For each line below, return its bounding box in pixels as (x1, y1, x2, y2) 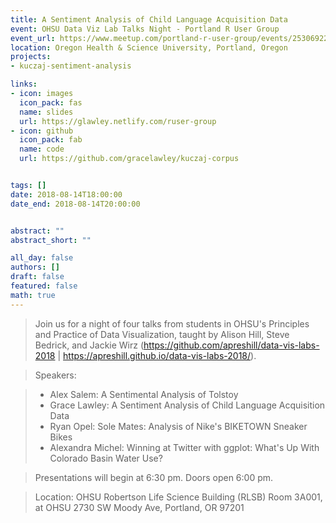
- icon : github (10, 126, 74, 136)
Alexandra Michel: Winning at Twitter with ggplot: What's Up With (49, 441, 320, 453)
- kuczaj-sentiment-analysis (10, 61, 132, 71)
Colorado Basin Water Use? (49, 452, 163, 464)
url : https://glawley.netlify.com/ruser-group (19, 116, 217, 126)
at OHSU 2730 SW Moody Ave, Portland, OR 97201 (34, 501, 245, 513)
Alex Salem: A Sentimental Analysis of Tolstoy (49, 388, 239, 400)
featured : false (10, 281, 78, 291)
